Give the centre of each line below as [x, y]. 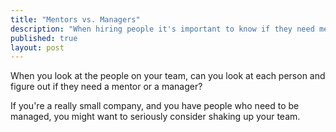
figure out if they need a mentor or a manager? [106, 87]
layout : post [37, 47]
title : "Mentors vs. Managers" [75, 19]
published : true [44, 38]
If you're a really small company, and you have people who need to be [155, 106]
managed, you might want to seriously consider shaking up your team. [155, 117]
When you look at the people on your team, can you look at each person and [168, 76]
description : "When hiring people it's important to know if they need [162, 29]
